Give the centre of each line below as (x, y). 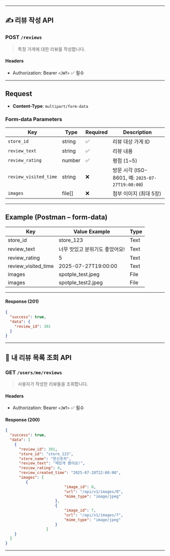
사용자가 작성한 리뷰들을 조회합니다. (53, 384)
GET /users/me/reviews (34, 372)
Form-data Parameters (34, 119)
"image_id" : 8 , (80, 487)
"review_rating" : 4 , (40, 468)
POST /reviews (24, 37)
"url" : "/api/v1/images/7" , (94, 515)
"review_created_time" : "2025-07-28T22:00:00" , (70, 473)
